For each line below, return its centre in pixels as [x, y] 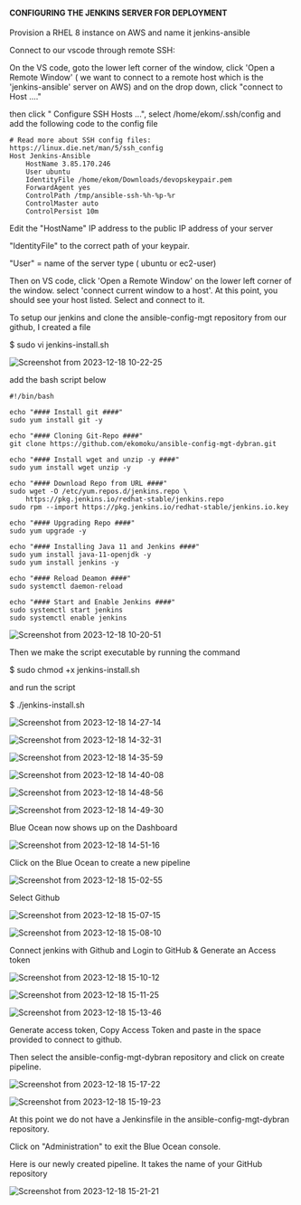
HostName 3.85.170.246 [68, 164]
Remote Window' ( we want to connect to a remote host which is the [136, 78]
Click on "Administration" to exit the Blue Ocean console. [115, 1147]
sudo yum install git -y [56, 421]
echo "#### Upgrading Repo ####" [72, 523]
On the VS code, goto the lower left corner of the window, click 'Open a [142, 68]
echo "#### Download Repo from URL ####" [89, 484]
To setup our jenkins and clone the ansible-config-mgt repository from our [148, 318]
